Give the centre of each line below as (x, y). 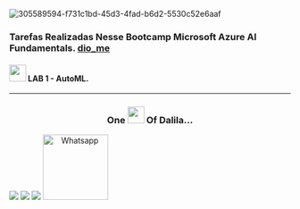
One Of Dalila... (150, 121)
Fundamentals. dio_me (59, 47)
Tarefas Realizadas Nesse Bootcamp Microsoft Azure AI (133, 37)
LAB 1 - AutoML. (58, 78)
